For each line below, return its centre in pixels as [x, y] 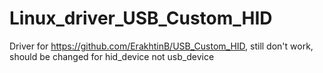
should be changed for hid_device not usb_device [112, 56]
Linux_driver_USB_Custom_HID [141, 18]
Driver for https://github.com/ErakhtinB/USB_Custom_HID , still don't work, [161, 46]
